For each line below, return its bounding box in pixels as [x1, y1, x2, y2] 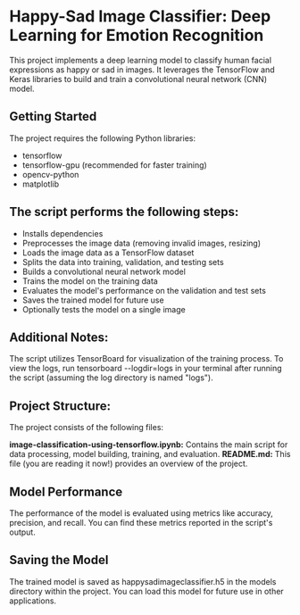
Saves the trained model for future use [21, 295, 164, 305]
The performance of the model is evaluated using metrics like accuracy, [9, 508, 274, 519]
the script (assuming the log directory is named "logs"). [9, 372, 213, 383]
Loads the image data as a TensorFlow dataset [21, 247, 195, 258]
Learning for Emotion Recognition [9, 25, 264, 46]
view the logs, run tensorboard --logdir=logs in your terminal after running [9, 363, 283, 374]
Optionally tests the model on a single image [21, 303, 186, 314]
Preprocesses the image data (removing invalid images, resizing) [21, 237, 262, 248]
